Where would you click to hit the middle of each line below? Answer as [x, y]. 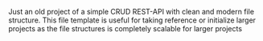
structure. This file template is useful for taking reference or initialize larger [132, 20]
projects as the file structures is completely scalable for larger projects [125, 29]
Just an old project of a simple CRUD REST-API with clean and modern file [131, 12]
